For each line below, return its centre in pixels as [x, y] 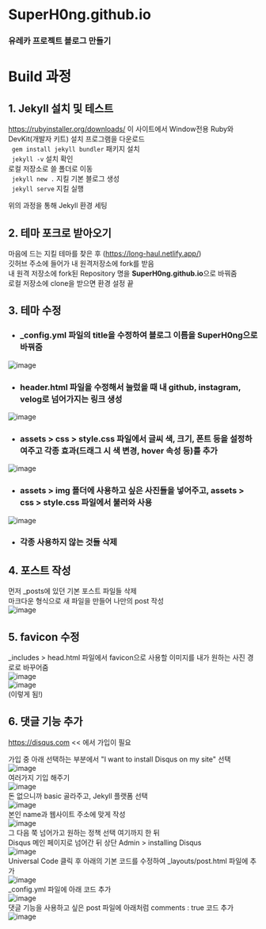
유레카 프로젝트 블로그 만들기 [60, 41]
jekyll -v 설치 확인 [42, 159]
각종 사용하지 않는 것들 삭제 [68, 542]
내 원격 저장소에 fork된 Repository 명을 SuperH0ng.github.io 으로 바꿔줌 [123, 273]
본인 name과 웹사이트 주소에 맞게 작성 [67, 814]
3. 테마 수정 [35, 311]
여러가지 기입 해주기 [39, 777]
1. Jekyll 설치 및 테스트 [61, 108]
